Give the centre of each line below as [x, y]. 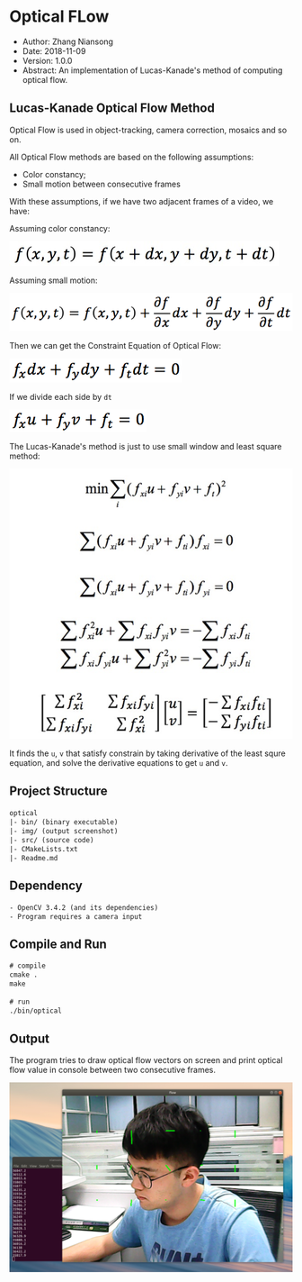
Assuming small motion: [53, 280]
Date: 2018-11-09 [54, 50]
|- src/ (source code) [52, 840]
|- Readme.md [34, 858]
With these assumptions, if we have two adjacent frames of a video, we [142, 201]
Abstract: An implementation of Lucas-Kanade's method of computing [152, 70]
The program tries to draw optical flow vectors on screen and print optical [146, 1060]
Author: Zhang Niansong [68, 41]
